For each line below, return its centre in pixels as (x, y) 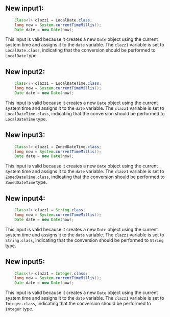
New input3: (25, 135)
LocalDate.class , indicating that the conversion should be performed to (80, 50)
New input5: (25, 262)
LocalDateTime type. (26, 119)
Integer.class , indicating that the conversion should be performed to (78, 304)
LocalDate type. (22, 56)
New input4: (25, 198)
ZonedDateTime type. (26, 182)
